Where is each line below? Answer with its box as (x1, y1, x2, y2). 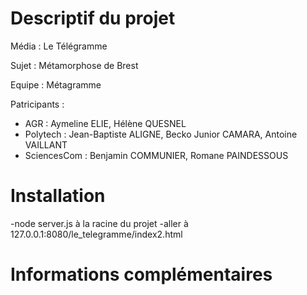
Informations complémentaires (10, 263, 273, 286)
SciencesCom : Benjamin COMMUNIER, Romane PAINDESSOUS (24, 149, 289, 161)
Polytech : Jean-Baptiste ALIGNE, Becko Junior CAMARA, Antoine (24, 128, 298, 140)
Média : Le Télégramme (10, 40, 108, 52)
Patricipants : (10, 98, 65, 110)
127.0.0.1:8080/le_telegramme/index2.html (10, 228, 183, 240)
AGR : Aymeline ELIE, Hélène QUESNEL (24, 117, 187, 129)
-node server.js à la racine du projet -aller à (10, 217, 189, 229)
